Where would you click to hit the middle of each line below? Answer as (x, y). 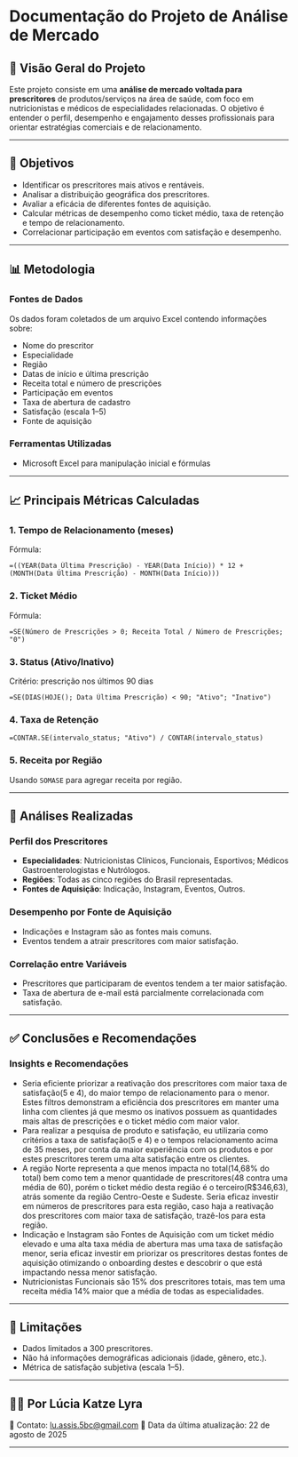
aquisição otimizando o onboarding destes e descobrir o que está (142, 1262)
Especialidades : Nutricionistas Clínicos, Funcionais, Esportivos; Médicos (155, 861)
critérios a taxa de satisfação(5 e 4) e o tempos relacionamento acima (150, 1140)
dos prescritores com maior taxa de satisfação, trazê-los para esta (144, 1215)
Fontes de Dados (46, 300)
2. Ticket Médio (43, 596)
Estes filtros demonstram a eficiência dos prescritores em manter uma (150, 1102)
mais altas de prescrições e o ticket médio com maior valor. (131, 1121)
